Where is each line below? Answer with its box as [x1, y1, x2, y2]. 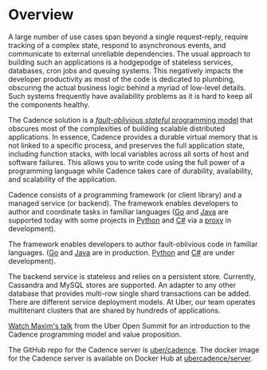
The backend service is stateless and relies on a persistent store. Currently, [8, 271, 257, 281]
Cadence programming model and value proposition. [8, 329, 182, 339]
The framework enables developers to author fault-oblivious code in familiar [8, 239, 258, 249]
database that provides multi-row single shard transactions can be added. [8, 289, 251, 298]
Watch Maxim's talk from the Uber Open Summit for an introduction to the [8, 321, 251, 330]
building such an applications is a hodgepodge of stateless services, [8, 57, 234, 67]
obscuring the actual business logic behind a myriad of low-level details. [8, 82, 246, 92]
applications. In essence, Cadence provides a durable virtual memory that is [8, 132, 258, 141]
